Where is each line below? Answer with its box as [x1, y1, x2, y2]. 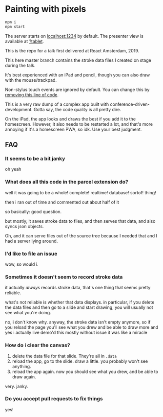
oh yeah [5, 166, 21, 172]
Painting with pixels [5, 3, 86, 15]
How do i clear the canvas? [5, 342, 70, 348]
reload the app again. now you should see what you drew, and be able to [12, 369, 159, 374]
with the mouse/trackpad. [5, 77, 57, 83]
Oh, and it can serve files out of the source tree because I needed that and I [5, 232, 158, 238]
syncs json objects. [5, 223, 44, 229]
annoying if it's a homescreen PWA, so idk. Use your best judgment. [5, 126, 142, 132]
